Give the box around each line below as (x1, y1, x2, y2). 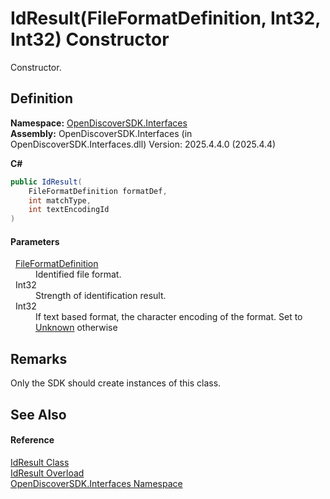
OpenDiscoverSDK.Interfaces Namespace (10, 477, 183, 489)
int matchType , (28, 195, 92, 206)
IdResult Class (10, 456, 70, 468)
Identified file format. (35, 268, 122, 281)
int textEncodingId (28, 205, 110, 215)
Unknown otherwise (35, 322, 118, 334)
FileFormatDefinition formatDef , (28, 186, 168, 196)
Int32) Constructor (10, 28, 170, 51)
